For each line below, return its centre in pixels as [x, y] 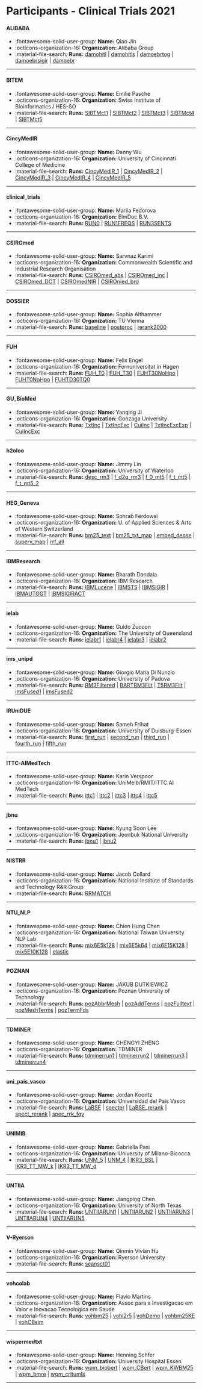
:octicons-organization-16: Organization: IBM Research [84, 581]
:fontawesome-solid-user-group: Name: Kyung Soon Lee [86, 828]
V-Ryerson [20, 1238]
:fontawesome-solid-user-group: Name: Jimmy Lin [78, 464]
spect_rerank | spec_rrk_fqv [50, 1114]
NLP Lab [26, 938]
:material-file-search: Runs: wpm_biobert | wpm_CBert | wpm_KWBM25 [104, 1368]
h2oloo [15, 451]
